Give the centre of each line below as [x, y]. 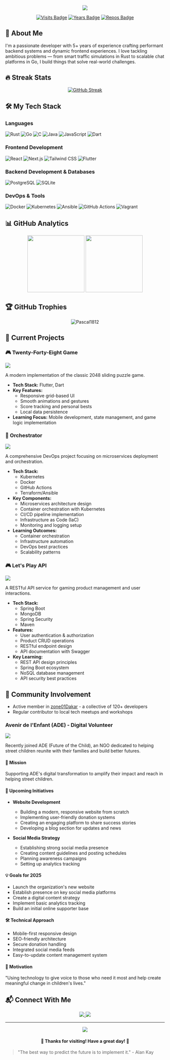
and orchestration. [25, 461]
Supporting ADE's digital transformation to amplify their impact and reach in [84, 774]
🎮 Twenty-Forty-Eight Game [41, 352]
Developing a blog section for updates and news [71, 828]
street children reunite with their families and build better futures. [73, 751]
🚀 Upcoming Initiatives [30, 791]
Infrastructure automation [47, 541]
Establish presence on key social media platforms [64, 892]
